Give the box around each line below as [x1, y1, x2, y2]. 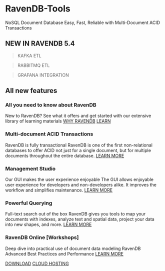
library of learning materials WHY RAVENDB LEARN [5, 118, 111, 124]
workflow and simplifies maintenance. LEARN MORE [5, 187, 113, 193]
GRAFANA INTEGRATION [17, 72, 69, 78]
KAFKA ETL [17, 52, 41, 58]
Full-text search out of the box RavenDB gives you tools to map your [5, 211, 146, 217]
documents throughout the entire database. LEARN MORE [5, 152, 124, 158]
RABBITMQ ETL [17, 62, 50, 68]
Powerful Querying [5, 199, 52, 206]
